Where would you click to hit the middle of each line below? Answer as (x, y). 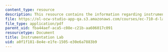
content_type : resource (30, 10)
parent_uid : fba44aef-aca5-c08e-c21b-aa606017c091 (59, 28)
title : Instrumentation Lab (34, 38)
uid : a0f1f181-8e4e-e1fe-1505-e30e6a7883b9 (51, 42)
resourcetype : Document (30, 33)
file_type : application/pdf (34, 24)
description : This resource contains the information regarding (73, 14)
